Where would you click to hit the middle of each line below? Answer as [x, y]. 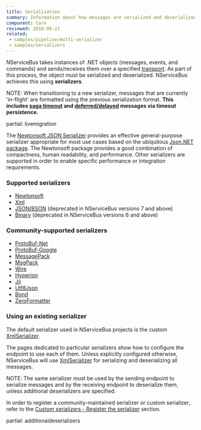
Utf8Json [26, 288]
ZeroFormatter [33, 301]
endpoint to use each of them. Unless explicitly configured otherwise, [92, 354]
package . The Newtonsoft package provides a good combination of [89, 148]
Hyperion [26, 275]
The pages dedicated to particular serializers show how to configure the [95, 347]
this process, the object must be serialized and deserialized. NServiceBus [97, 75]
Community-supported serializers [57, 230]
